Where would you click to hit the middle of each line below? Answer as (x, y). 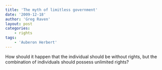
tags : (11, 38)
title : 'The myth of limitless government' (52, 10)
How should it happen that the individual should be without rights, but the (81, 56)
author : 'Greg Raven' (28, 19)
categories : (18, 28)
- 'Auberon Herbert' (36, 42)
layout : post (19, 24)
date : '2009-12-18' (26, 14)
